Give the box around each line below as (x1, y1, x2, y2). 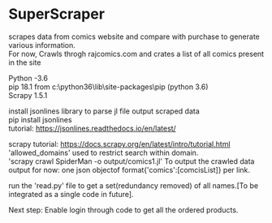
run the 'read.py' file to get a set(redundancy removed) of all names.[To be (8, 180, 258, 191)
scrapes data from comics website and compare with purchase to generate (8, 32, 260, 41)
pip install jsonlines (8, 114, 72, 124)
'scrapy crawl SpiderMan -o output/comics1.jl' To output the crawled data (8, 156, 255, 166)
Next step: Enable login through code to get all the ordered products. (8, 204, 239, 215)
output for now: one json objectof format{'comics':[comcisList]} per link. (8, 165, 250, 174)
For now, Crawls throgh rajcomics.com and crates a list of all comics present (8, 49, 265, 58)
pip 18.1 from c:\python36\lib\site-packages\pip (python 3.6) (8, 82, 209, 92)
